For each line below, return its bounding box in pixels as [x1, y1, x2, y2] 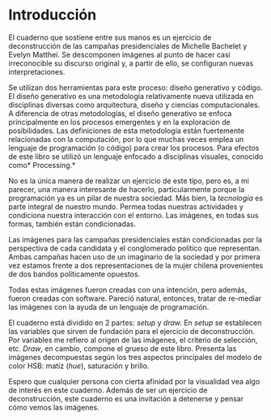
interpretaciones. [8, 66, 66, 76]
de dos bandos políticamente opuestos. [8, 269, 141, 279]
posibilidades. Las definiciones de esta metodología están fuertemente [8, 126, 245, 135]
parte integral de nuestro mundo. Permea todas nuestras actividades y [8, 201, 244, 212]
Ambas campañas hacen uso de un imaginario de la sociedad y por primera [8, 251, 260, 261]
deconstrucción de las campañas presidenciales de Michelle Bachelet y [8, 41, 248, 50]
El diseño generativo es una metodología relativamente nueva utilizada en [8, 91, 254, 101]
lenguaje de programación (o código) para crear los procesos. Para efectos [8, 143, 260, 152]
